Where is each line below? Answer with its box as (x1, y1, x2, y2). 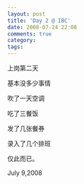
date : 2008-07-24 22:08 (7, 23, 78, 31)
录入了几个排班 (7, 139, 51, 148)
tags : (7, 43, 23, 50)
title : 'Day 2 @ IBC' (7, 17, 71, 24)
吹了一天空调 (7, 94, 44, 102)
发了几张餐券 (7, 124, 44, 132)
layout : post (7, 10, 46, 18)
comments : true (7, 30, 52, 38)
